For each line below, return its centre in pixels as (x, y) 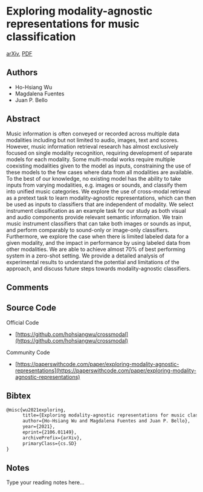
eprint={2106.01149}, (50, 432)
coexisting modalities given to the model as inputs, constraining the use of (99, 166)
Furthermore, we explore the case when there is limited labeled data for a (98, 236)
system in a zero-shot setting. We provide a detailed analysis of (85, 256)
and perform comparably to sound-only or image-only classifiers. (88, 230)
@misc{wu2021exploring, (36, 410)
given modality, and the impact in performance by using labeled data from (98, 242)
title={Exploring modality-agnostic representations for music (104, 415)
